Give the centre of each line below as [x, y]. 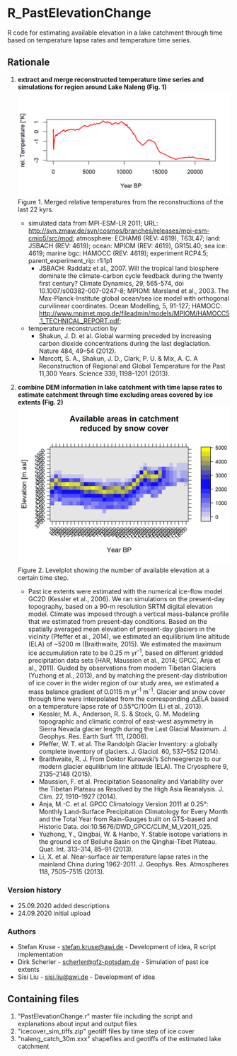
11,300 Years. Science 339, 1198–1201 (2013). [104, 373]
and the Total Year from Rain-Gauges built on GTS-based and [128, 819]
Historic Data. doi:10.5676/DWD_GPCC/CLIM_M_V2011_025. [125, 827]
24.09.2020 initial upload [54, 913]
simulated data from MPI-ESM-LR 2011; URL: [93, 223]
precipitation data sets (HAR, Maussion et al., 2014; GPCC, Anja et [124, 660]
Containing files [43, 999]
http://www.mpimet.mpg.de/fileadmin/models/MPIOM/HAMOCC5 [134, 313]
